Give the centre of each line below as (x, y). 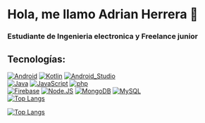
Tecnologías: (36, 59)
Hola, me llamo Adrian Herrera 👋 (103, 14)
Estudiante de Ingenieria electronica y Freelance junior (103, 37)
